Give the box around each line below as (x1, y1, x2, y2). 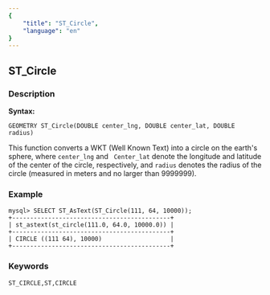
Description (8, 88, 55, 99)
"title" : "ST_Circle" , (22, 19, 99, 27)
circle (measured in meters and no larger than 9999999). (8, 168, 197, 178)
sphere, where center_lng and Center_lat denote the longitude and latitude (8, 151, 262, 161)
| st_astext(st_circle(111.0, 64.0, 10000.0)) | (8, 221, 174, 229)
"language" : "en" (22, 27, 81, 35)
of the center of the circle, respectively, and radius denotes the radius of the (8, 160, 262, 170)
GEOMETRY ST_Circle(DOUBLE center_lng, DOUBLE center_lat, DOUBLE (8, 121, 235, 129)
